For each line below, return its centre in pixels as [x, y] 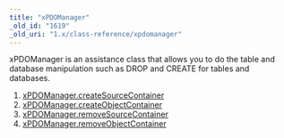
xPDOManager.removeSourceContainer [95, 114]
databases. [30, 78]
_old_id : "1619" [39, 26]
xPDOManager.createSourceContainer [93, 95]
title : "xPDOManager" [50, 17]
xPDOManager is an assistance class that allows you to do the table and [142, 60]
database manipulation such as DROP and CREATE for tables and [129, 69]
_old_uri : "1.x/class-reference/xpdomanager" [95, 34]
